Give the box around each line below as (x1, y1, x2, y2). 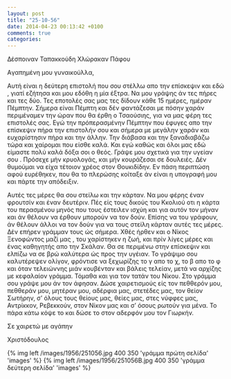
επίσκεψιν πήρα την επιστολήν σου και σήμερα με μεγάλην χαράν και (7, 126, 210, 134)
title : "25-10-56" (7, 17, 60, 24)
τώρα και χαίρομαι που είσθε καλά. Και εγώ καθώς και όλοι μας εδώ (7, 141, 206, 149)
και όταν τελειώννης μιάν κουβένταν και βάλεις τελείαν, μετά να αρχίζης (7, 265, 222, 273)
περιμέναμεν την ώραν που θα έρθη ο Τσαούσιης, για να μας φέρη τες (7, 112, 212, 120)
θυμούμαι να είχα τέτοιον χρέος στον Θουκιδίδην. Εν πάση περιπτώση (7, 163, 210, 171)
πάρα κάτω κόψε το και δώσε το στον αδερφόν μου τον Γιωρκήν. (7, 309, 194, 317)
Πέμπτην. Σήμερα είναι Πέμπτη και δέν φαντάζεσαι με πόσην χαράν (7, 104, 205, 112)
